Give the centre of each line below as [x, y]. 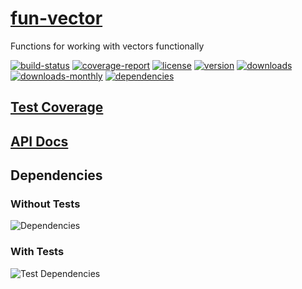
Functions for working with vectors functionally [107, 46]
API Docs [39, 141]
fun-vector [56, 18]
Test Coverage [57, 107]
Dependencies [56, 175]
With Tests [37, 252]
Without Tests [45, 204]
